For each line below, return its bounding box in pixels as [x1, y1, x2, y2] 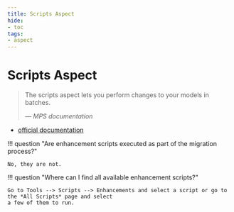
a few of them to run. [7, 199, 75, 206]
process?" [7, 147, 38, 156]
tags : [7, 30, 23, 38]
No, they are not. [7, 161, 62, 168]
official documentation [17, 125, 84, 135]
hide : [7, 17, 23, 24]
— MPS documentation [24, 112, 93, 121]
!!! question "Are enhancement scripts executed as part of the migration [7, 140, 217, 148]
